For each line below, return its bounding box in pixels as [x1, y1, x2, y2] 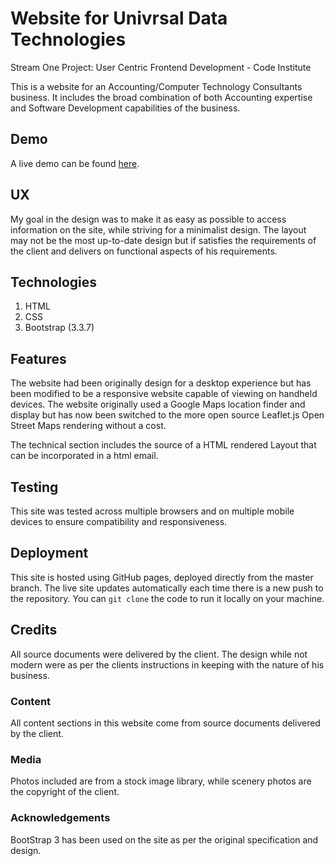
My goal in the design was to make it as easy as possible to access [10, 213, 287, 225]
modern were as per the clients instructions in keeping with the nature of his [10, 658, 325, 671]
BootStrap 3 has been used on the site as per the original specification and [10, 833, 319, 846]
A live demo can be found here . [10, 157, 140, 169]
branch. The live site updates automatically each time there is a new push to [10, 582, 324, 594]
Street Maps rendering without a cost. [10, 420, 167, 432]
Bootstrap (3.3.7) [24, 322, 95, 334]
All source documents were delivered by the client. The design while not [10, 648, 308, 660]
